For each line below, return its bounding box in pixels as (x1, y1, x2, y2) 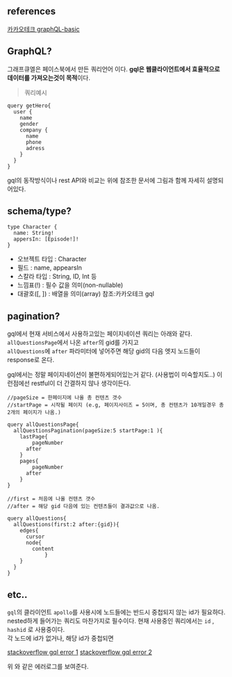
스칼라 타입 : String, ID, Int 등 (17, 272, 97, 281)
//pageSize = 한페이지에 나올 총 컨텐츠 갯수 (7, 394, 122, 402)
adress (25, 145, 45, 152)
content (32, 546, 54, 553)
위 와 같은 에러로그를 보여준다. (7, 662, 89, 671)
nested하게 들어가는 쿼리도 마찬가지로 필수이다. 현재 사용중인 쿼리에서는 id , (7, 617, 215, 625)
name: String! (13, 229, 54, 237)
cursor (25, 533, 45, 541)
